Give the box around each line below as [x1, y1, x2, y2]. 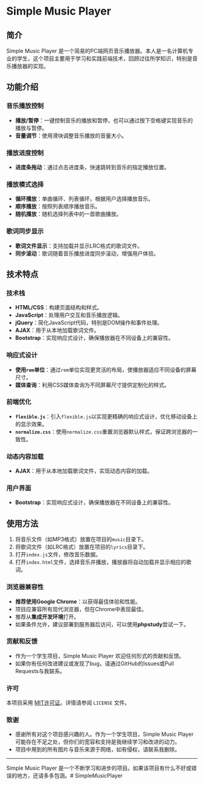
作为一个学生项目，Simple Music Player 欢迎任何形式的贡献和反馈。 [15, 652, 185, 659]
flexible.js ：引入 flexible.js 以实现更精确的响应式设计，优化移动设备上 [15, 412, 198, 420]
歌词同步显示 [6, 227, 44, 235]
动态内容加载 [6, 452, 44, 460]
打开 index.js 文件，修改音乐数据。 [15, 551, 101, 558]
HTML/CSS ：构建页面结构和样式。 [15, 304, 103, 311]
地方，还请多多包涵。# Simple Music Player [16, 772, 123, 780]
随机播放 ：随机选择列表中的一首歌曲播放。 [15, 210, 122, 218]
